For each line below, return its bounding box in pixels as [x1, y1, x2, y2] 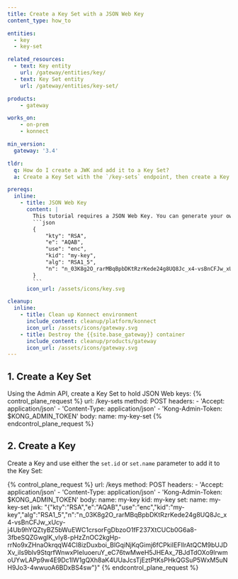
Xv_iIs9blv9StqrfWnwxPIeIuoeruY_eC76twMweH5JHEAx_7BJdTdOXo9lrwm [7, 548, 228, 556]
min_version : [7, 141, 46, 148]
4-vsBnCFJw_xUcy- [7, 518, 66, 526]
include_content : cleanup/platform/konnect [25, 318, 157, 325]
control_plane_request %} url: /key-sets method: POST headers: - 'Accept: [7, 397, 225, 406]
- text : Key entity [13, 63, 72, 70]
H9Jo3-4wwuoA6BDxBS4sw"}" [7, 563, 101, 572]
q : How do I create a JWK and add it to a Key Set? [13, 166, 170, 174]
